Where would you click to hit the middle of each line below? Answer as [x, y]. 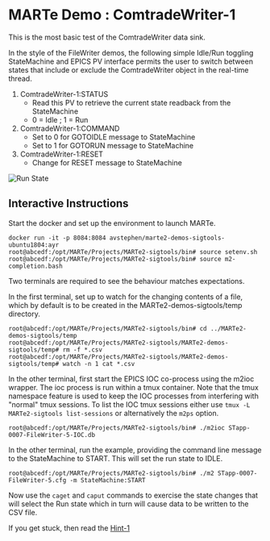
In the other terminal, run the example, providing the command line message [135, 450]
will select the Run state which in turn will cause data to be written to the [129, 504]
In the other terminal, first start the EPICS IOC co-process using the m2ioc [131, 379]
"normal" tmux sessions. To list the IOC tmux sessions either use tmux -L [129, 404]
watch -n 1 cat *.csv [99, 364]
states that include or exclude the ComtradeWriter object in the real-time [129, 69]
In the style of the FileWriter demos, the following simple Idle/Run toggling [131, 52]
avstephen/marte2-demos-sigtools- [167, 238]
